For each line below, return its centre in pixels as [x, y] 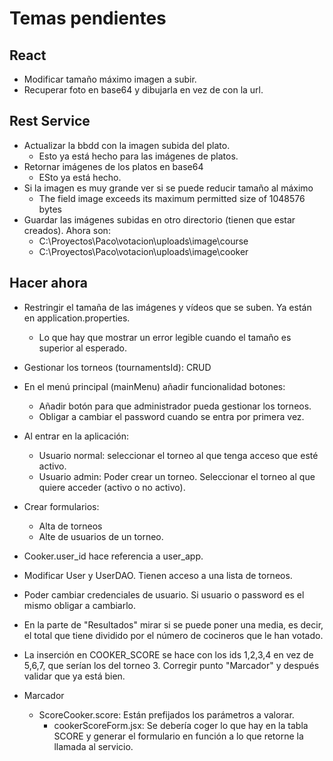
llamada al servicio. [93, 746]
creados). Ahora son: [67, 230]
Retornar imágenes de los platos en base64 [113, 166]
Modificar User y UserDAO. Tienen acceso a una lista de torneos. [158, 575]
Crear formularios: [61, 506]
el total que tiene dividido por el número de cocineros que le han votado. [173, 635]
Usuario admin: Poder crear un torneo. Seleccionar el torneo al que [177, 476]
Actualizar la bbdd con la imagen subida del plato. [127, 145]
